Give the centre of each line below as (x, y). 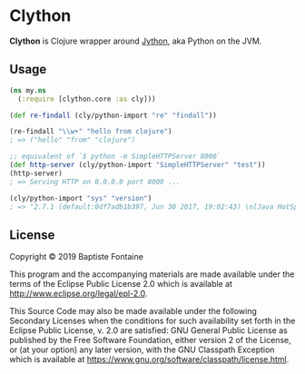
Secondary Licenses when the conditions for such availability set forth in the (152, 321)
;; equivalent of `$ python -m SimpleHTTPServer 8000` (115, 157)
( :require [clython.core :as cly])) (87, 99)
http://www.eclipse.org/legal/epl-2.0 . (79, 294)
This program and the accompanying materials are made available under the (152, 274)
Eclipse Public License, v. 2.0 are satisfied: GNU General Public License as (148, 330)
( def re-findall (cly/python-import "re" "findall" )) (113, 115)
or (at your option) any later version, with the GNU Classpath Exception (142, 349)
